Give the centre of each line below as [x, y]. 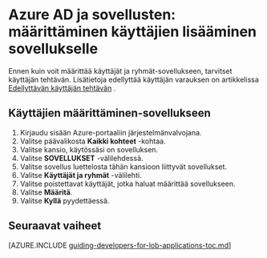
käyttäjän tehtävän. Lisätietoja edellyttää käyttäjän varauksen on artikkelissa [133, 79]
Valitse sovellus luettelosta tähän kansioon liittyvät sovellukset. [123, 167]
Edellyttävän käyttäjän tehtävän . [62, 88]
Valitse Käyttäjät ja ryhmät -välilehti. [81, 175]
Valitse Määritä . [46, 192]
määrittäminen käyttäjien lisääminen [133, 32]
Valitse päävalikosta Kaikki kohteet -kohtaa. [93, 141]
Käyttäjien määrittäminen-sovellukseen [109, 113]
